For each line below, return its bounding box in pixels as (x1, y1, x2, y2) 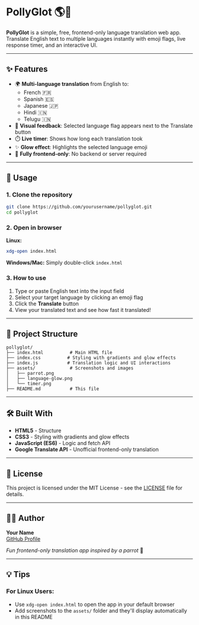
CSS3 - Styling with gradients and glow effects (14, 433, 130, 440)
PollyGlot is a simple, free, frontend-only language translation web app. (6, 28, 181, 36)
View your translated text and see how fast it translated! (14, 306, 151, 313)
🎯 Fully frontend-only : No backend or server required (14, 150, 147, 157)
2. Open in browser (6, 224, 62, 232)
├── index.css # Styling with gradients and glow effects (6, 355, 176, 361)
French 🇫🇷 (23, 89, 52, 96)
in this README (14, 613, 53, 620)
